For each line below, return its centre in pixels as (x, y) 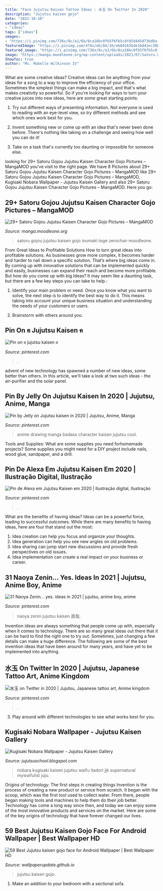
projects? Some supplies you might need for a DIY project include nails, (76, 449)
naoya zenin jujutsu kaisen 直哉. (49, 616)
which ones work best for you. (42, 118)
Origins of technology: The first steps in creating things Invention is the (76, 785)
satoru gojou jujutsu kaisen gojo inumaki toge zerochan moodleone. (85, 240)
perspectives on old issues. (39, 552)
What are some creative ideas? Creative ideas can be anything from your (78, 78)
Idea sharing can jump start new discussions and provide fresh (75, 547)
